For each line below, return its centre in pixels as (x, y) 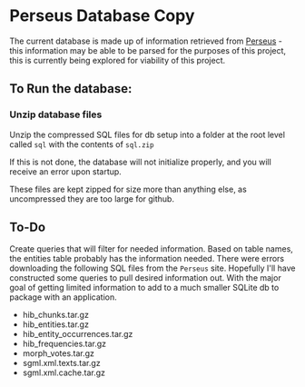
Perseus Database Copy (102, 16)
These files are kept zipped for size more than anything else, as (128, 189)
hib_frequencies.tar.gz (64, 344)
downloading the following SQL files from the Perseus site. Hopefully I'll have (152, 268)
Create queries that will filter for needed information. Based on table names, (151, 249)
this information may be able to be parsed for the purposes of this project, (148, 50)
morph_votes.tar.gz (59, 353)
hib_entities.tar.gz (55, 324)
